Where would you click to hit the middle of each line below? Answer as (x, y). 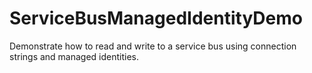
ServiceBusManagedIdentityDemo (156, 18)
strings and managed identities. (74, 56)
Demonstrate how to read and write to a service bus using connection (153, 46)
